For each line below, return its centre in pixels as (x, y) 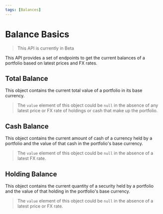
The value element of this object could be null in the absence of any (88, 105)
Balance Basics (37, 34)
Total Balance (27, 78)
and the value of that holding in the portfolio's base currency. (68, 191)
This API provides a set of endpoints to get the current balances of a (75, 58)
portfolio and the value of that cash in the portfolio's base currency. (74, 143)
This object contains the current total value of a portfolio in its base (74, 90)
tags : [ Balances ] (23, 10)
